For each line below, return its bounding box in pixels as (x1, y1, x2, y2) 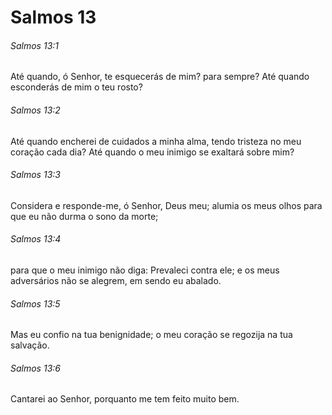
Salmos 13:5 (10, 297, 61, 310)
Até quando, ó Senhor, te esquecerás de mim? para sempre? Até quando (10, 71, 310, 83)
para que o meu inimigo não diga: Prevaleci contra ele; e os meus (10, 264, 280, 276)
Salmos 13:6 (10, 362, 61, 374)
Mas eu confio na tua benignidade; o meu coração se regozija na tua (10, 329, 293, 341)
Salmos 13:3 (10, 169, 61, 181)
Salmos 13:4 (10, 233, 62, 245)
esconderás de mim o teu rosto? (10, 81, 143, 93)
